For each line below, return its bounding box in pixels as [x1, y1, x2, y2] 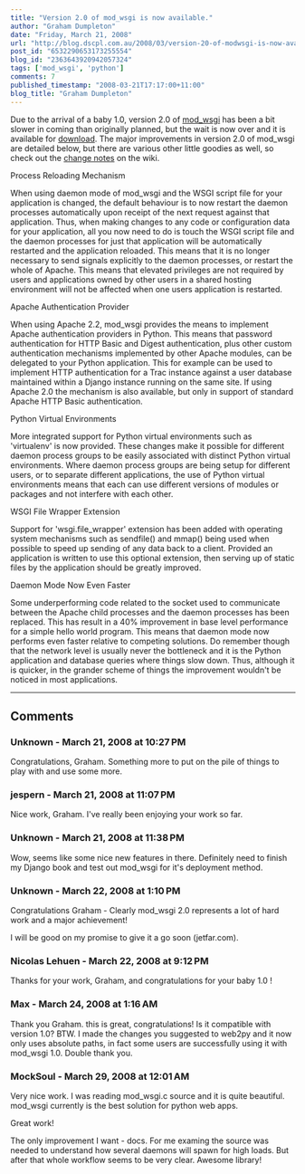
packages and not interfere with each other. [10, 488, 174, 499]
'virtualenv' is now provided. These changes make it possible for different [10, 440, 285, 451]
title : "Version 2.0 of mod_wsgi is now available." [10, 13, 214, 23]
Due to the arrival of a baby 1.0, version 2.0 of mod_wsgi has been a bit [10, 114, 275, 125]
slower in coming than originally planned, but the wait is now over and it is [10, 123, 286, 134]
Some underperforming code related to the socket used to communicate [10, 597, 281, 607]
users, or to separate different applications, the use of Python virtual [10, 469, 265, 480]
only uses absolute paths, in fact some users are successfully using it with [10, 1037, 288, 1048]
